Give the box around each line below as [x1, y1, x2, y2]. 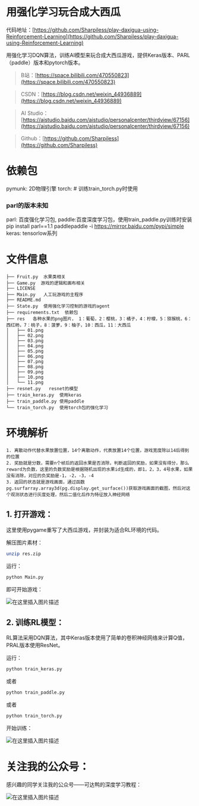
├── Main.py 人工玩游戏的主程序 [6, 292, 84, 298]
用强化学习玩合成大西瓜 [6, 5, 121, 19]
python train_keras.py [6, 666, 62, 672]
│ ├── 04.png [6, 343, 44, 349]
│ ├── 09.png [6, 369, 44, 375]
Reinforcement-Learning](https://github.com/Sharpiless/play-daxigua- [6, 33, 179, 40]
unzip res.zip [6, 551, 42, 557]
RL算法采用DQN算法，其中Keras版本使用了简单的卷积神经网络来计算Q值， [6, 634, 188, 641]
